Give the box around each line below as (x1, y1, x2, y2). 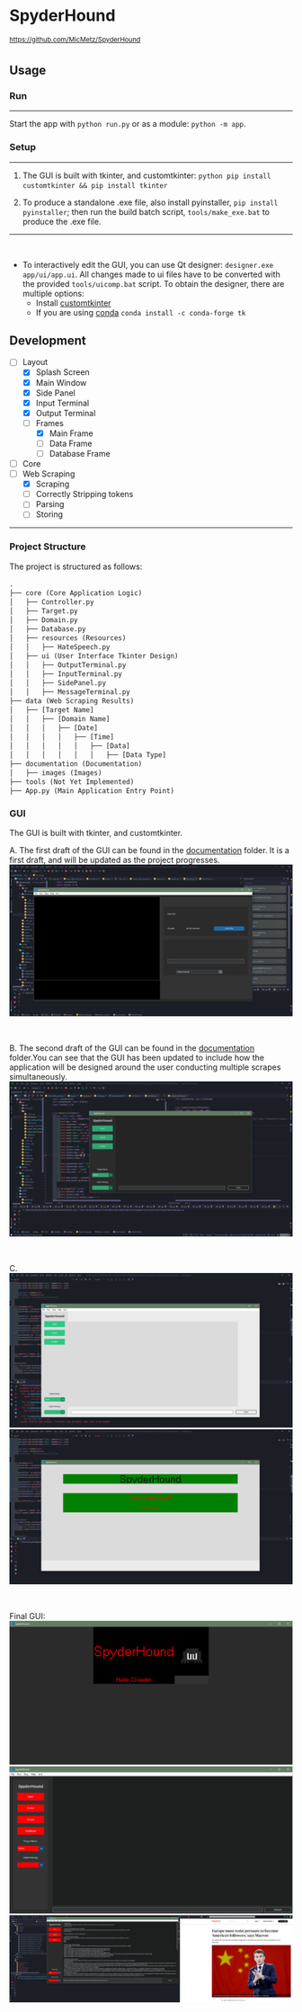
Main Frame (49, 428, 93, 439)
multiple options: (22, 288, 84, 298)
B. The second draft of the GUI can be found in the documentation (9, 1043, 254, 1054)
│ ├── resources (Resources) (9, 633, 127, 643)
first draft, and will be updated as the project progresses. (9, 854, 220, 865)
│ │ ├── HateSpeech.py (9, 642, 111, 652)
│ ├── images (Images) (9, 768, 102, 778)
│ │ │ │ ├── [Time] (9, 732, 115, 742)
